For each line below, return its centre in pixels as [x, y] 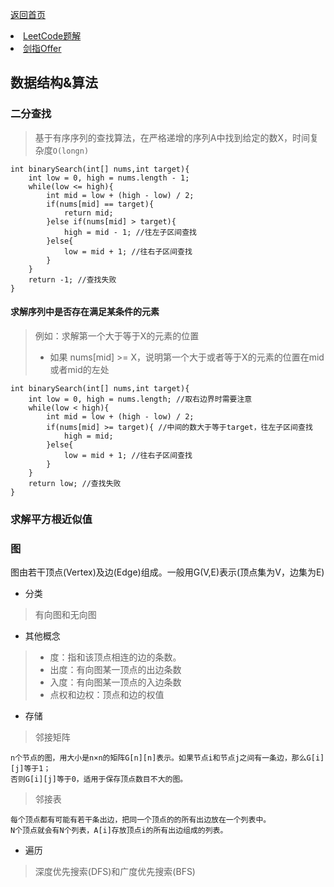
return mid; [88, 213]
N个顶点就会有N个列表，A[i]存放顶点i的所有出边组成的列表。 [119, 831]
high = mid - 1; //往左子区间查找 [130, 232]
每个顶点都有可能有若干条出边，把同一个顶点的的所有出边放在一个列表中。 [141, 820]
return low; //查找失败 [75, 483]
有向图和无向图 [65, 615]
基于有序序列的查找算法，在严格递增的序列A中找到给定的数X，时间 [172, 137]
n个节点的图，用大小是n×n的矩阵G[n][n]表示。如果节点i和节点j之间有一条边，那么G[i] [167, 758]
